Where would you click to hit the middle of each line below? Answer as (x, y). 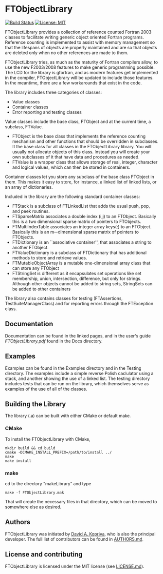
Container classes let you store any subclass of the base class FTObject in (80, 177)
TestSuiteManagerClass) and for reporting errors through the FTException (79, 303)
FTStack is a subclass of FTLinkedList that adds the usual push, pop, (81, 206)
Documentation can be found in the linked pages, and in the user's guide (78, 336)
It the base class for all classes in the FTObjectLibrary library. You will (82, 146)
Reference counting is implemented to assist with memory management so (80, 42)
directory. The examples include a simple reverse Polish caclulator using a (79, 373)
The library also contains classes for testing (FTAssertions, (64, 298)
